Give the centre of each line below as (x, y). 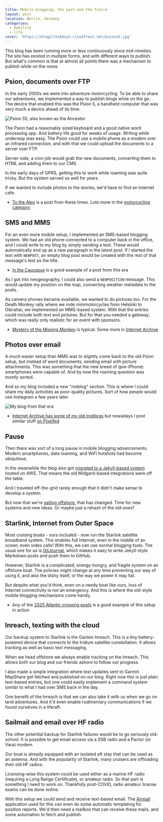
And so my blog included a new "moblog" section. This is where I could (77, 387)
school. (12, 739)
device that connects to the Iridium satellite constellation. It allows (90, 642)
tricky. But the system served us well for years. (52, 178)
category (21, 207)
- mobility (20, 28)
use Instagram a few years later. (37, 397)
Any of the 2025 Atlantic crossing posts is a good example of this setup (84, 605)
